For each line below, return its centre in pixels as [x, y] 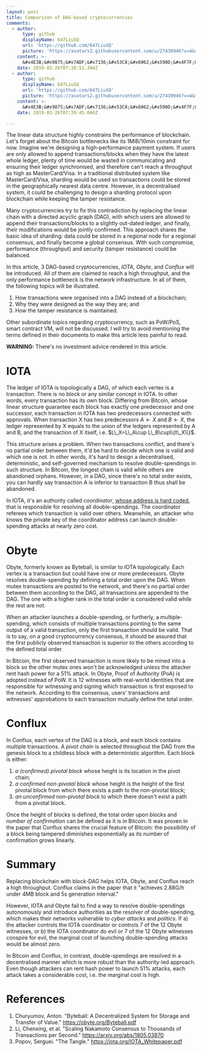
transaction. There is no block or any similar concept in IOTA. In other [92, 394]
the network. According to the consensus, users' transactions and [88, 693]
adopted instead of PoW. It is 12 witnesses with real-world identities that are [100, 680]
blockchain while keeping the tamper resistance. [66, 199]
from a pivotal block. [40, 803]
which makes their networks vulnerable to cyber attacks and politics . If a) [97, 919]
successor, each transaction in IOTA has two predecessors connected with [99, 414]
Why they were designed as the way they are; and [77, 304]
